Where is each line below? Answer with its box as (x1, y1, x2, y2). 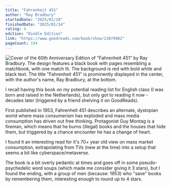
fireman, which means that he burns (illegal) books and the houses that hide (5, 123, 166, 129)
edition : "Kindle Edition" (5, 31, 63, 36)
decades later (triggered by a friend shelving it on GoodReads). (5, 97, 139, 103)
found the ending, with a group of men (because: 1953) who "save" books (5, 170, 161, 176)
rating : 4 (5, 27, 27, 32)
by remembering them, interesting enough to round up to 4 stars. (5, 176, 142, 182)
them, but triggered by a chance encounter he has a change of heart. (5, 129, 152, 135)
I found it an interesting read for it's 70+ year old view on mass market (5, 138, 154, 145)
